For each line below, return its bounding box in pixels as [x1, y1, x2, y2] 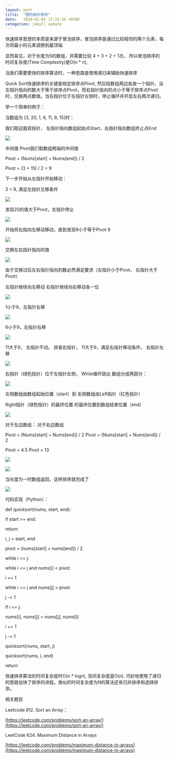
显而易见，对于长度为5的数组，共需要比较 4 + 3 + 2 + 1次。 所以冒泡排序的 [5, 53, 160, 59]
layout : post [5, 7, 33, 13]
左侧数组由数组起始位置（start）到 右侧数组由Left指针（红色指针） [5, 391, 143, 397]
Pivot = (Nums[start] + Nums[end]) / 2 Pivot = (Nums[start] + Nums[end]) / [5, 432, 161, 438]
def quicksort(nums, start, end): [5, 507, 71, 513]
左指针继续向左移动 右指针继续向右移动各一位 [5, 284, 99, 290]
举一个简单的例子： [5, 104, 45, 110]
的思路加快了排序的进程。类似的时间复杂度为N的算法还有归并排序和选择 [5, 679, 154, 685]
